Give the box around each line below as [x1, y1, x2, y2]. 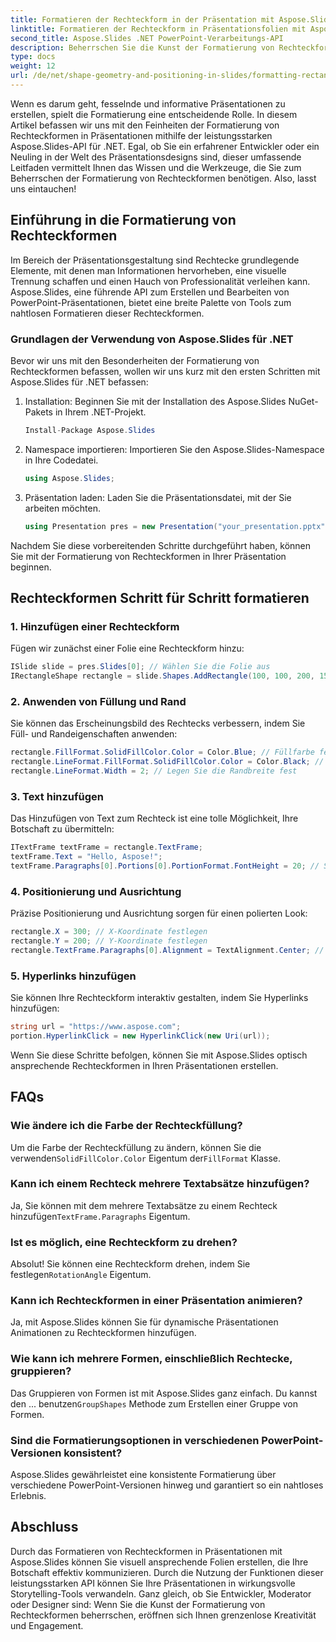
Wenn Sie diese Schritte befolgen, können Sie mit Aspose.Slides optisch [10, 1049, 308, 1061]
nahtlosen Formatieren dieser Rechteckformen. [10, 307, 205, 319]
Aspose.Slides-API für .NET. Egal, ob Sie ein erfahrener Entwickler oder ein [10, 140, 320, 152]
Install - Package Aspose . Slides [24, 425, 156, 435]
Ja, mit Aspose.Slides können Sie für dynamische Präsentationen [10, 1316, 279, 1328]
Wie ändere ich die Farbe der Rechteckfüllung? [10, 1119, 243, 1133]
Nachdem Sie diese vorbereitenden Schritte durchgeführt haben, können [10, 539, 312, 551]
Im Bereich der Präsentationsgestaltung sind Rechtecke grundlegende [10, 254, 300, 266]
